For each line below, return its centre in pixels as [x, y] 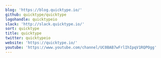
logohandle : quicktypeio [31, 19]
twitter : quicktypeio [28, 38]
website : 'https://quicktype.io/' [42, 43]
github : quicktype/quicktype [36, 15]
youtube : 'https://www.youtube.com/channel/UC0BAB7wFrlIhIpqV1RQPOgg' [81, 47]
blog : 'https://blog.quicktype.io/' [44, 10]
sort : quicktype [22, 29]
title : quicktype [23, 33]
